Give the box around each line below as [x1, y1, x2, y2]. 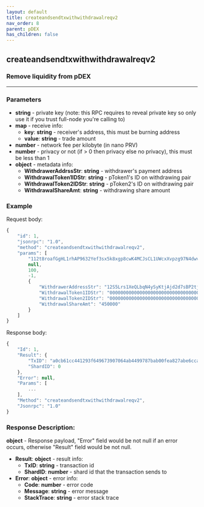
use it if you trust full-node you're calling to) [15, 116, 126, 123]
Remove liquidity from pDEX [6, 72, 91, 81]
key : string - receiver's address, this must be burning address [24, 128, 180, 136]
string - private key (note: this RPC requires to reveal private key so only [15, 109, 196, 116]
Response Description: [6, 423, 75, 432]
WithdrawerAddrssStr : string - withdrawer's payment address [24, 167, 183, 175]
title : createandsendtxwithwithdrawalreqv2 [6, 15, 118, 21]
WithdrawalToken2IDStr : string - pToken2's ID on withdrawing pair [24, 180, 194, 187]
